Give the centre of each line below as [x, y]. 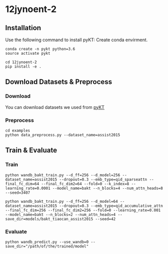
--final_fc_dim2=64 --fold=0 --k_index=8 [85, 184]
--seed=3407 [18, 193]
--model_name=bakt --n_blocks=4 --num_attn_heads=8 [108, 188]
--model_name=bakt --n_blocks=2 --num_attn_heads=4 [60, 214]
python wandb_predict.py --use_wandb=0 [47, 242]
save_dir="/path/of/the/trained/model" [47, 246]
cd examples [18, 131]
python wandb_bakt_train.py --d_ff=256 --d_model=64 [62, 201]
